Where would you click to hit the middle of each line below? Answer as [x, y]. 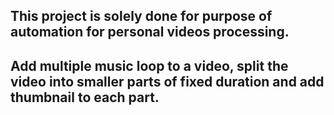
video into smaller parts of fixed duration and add [167, 81]
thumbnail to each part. [85, 97]
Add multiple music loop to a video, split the [149, 65]
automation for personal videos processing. [150, 32]
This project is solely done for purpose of [141, 16]
